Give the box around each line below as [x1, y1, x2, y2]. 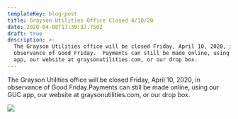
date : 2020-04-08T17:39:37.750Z [7, 23, 103, 30]
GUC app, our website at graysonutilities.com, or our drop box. [7, 90, 191, 99]
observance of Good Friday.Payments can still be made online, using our [7, 82, 220, 92]
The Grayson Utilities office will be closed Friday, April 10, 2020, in [7, 75, 200, 84]
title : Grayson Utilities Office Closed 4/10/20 [7, 17, 154, 24]
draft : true [7, 30, 42, 37]
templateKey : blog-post [7, 10, 78, 18]
